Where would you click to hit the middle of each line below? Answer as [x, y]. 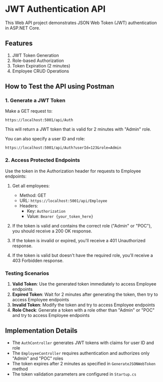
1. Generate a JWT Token [35, 100]
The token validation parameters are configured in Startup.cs [74, 374]
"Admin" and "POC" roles [38, 358]
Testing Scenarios [27, 273]
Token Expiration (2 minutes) [41, 65]
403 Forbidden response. [38, 260]
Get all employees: [31, 186]
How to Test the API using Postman [60, 86]
